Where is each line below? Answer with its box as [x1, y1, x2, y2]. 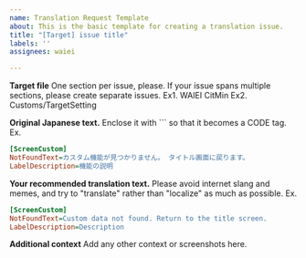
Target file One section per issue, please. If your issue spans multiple [9, 80, 271, 91]
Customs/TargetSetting [9, 99, 98, 110]
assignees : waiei [9, 47, 76, 57]
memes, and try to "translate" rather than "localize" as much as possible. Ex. [9, 188, 298, 199]
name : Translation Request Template [9, 13, 149, 23]
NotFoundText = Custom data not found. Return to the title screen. [9, 213, 268, 223]
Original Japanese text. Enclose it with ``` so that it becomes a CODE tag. [9, 118, 288, 129]
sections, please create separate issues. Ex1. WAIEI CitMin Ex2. [9, 90, 248, 101]
